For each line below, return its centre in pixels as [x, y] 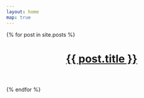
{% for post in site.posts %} [41, 34]
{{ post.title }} [102, 59]
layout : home [23, 12]
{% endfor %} [24, 89]
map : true [19, 17]
